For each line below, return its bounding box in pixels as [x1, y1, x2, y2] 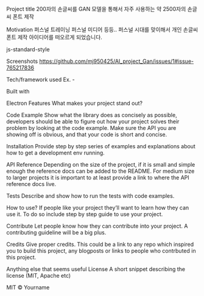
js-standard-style [6, 46, 50, 53]
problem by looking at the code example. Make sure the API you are [6, 125, 177, 131]
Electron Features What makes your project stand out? [6, 99, 143, 107]
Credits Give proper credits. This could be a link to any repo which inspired [6, 240, 194, 248]
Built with [6, 88, 30, 95]
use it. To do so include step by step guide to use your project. [6, 211, 163, 218]
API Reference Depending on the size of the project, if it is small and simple [6, 161, 195, 168]
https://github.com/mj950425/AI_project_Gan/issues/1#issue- [39, 57, 194, 65]
